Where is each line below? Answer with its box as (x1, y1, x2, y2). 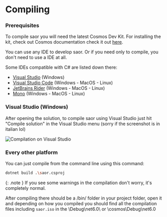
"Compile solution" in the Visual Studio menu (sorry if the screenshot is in (5, 121, 160, 127)
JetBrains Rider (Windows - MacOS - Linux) (12, 85, 105, 91)
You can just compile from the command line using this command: (5, 161, 145, 167)
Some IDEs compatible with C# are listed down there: (5, 64, 117, 70)
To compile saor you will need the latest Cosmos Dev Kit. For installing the (5, 33, 161, 40)
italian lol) (5, 126, 26, 132)
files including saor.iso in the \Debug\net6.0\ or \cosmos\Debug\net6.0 (5, 206, 156, 212)
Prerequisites (5, 22, 39, 29)
